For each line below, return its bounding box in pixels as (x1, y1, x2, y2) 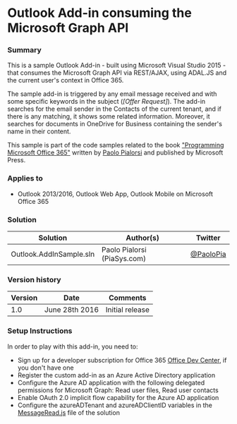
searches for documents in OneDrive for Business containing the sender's (7, 120, 222, 128)
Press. (7, 156, 26, 164)
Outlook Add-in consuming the (7, 5, 192, 21)
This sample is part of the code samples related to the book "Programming (7, 141, 224, 150)
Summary (7, 45, 42, 55)
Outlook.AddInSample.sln (11, 249, 95, 259)
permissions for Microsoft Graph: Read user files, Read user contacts (17, 386, 219, 394)
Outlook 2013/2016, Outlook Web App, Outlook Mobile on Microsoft (17, 189, 214, 198)
